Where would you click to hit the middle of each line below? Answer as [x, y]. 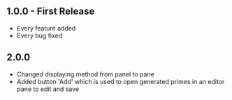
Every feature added [46, 28]
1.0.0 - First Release [51, 11]
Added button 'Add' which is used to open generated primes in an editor [121, 81]
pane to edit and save [48, 89]
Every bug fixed [39, 35]
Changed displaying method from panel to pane [85, 74]
